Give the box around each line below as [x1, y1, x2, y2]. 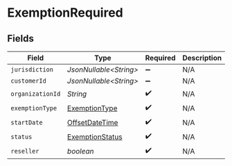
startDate [10, 118, 43, 126]
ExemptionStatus [66, 132, 123, 142]
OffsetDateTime [66, 117, 118, 127]
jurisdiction [10, 66, 54, 74]
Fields [7, 33, 35, 44]
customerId [10, 77, 46, 85]
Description [182, 53, 222, 63]
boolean [66, 146, 94, 156]
